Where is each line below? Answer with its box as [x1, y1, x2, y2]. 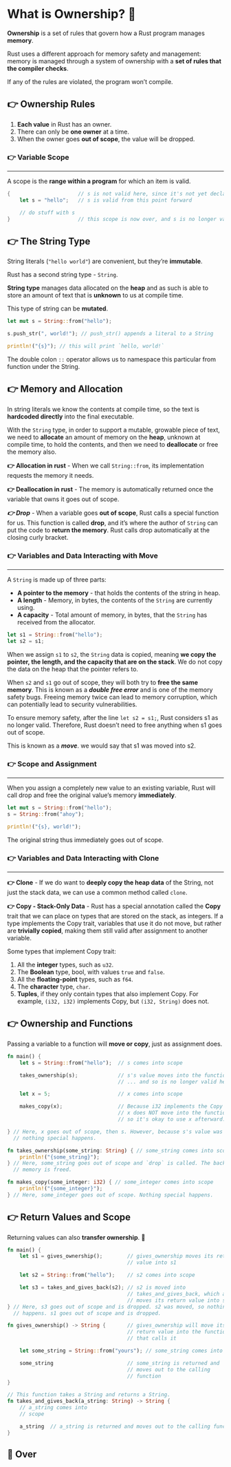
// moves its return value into [126, 1297, 220, 1304]
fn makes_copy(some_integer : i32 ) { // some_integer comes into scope [7, 1179, 214, 1186]
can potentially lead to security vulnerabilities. [7, 700, 137, 708]
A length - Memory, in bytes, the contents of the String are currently [16, 596, 213, 604]
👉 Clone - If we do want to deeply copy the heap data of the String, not [7, 878, 214, 887]
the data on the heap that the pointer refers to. [7, 664, 139, 673]
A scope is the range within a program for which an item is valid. [7, 177, 191, 185]
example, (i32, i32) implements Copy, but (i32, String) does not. [16, 998, 210, 1006]
